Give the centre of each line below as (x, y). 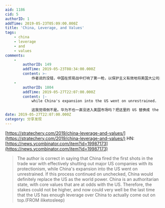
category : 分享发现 (24, 119)
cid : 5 (12, 14)
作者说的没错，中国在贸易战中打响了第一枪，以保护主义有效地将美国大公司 (95, 78)
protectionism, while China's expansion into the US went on (77, 169)
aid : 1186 (15, 10)
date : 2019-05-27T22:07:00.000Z (38, 115)
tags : (11, 32)
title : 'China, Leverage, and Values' (45, 28)
